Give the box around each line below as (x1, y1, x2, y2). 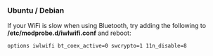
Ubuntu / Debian (7, 6, 65, 15)
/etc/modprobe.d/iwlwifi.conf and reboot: (7, 29, 131, 37)
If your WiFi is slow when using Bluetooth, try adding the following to (7, 22, 206, 30)
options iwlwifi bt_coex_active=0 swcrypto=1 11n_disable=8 (7, 43, 188, 50)
